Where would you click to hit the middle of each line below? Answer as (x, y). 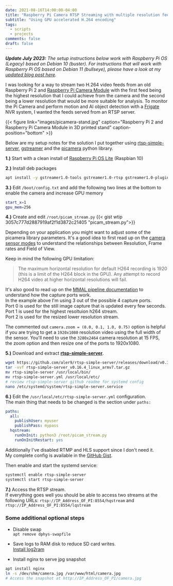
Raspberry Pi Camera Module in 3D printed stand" (58, 127)
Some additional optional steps (45, 518)
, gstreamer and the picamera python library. (66, 148)
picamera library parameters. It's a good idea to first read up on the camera (85, 238)
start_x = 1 (16, 202)
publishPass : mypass (37, 426)
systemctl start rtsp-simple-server (45, 480)
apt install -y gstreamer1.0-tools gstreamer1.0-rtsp (64, 177)
